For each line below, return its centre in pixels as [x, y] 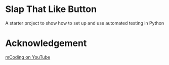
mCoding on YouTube [28, 57]
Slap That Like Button [51, 9]
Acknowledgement [46, 43]
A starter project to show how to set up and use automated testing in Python [85, 23]
